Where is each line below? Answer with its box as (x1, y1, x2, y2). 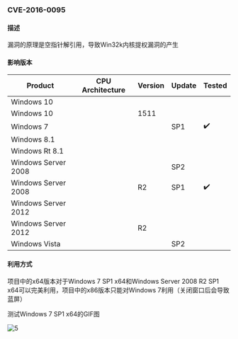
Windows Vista (11, 239, 61, 249)
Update (171, 81, 197, 91)
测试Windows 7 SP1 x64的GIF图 (7, 309, 101, 318)
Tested (203, 81, 227, 91)
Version (137, 81, 165, 91)
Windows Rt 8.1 (11, 146, 64, 156)
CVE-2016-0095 (7, 5, 66, 15)
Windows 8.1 (11, 134, 55, 144)
